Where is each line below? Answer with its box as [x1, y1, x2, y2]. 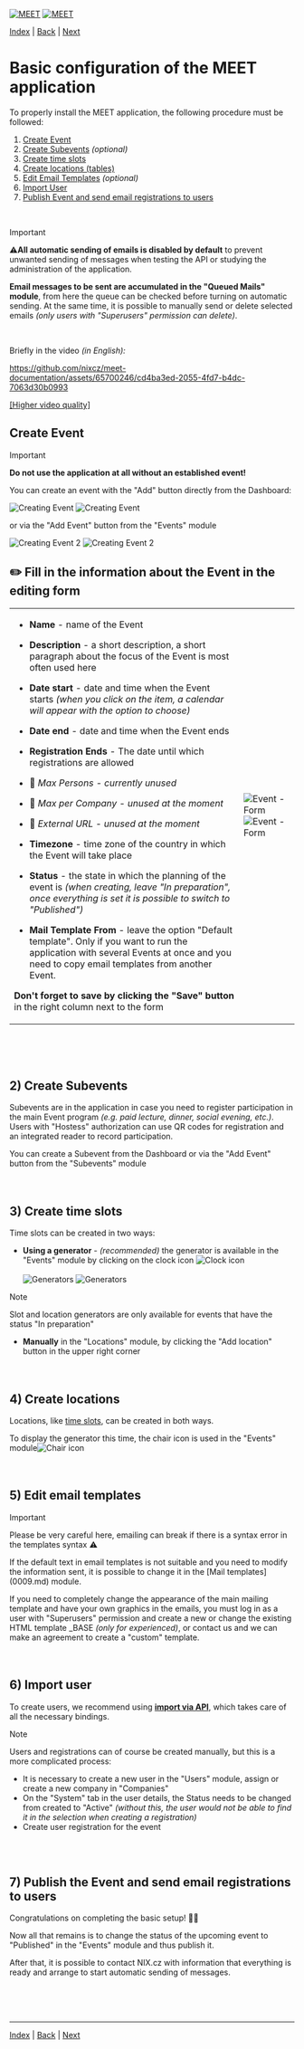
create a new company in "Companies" [22, 1783, 169, 1794]
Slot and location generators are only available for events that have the [9, 1309, 273, 1320]
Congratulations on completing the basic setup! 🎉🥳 [9, 1912, 199, 1923]
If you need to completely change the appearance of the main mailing [9, 1593, 269, 1604]
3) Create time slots [9, 1204, 123, 1219]
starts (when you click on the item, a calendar [29, 692, 224, 705]
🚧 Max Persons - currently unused [29, 777, 177, 789]
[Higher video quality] [9, 399, 90, 410]
